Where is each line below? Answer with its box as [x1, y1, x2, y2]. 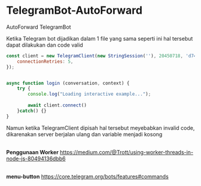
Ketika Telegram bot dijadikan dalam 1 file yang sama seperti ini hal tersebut [6, 35, 193, 42]
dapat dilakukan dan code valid [6, 41, 84, 48]
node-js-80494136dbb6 [6, 155, 66, 162]
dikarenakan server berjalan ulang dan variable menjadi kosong [6, 130, 163, 138]
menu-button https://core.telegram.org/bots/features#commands [6, 173, 169, 180]
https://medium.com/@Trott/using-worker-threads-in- [59, 148, 193, 155]
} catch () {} [17, 108, 47, 114]
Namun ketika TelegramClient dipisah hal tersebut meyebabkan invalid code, [6, 124, 195, 132]
